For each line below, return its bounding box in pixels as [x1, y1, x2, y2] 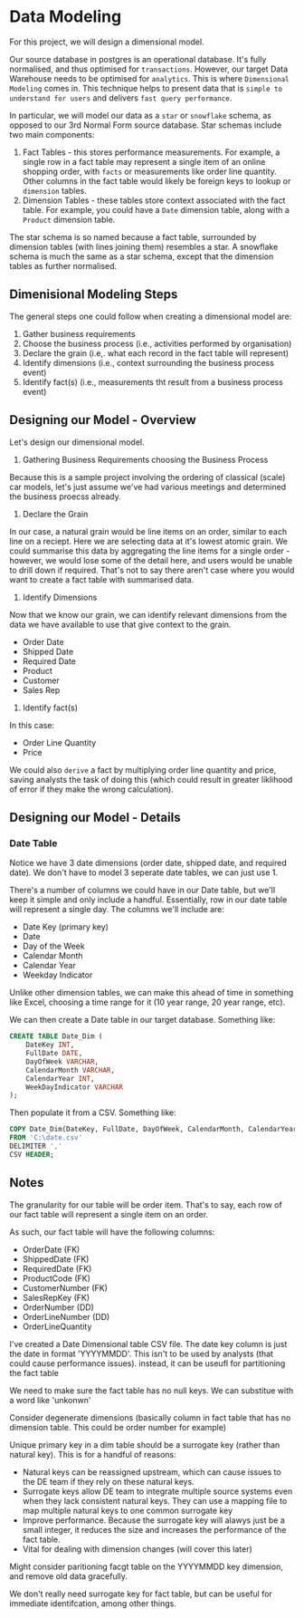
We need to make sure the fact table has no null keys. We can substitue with [9, 1384, 294, 1396]
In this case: [9, 719, 55, 730]
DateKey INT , [25, 1040, 75, 1050]
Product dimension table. [22, 214, 116, 225]
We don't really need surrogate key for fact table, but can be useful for [9, 1588, 273, 1599]
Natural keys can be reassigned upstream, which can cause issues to [22, 1466, 282, 1478]
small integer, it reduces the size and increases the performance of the [22, 1524, 287, 1535]
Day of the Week [22, 940, 85, 952]
